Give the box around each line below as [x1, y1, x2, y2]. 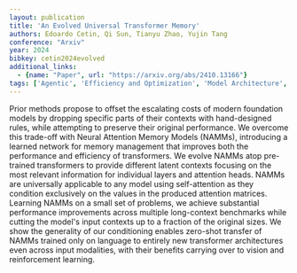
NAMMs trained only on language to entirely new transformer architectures [9, 235, 284, 246]
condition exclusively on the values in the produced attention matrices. [9, 188, 268, 199]
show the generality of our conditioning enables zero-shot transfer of [9, 225, 262, 236]
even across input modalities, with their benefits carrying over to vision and [9, 245, 285, 255]
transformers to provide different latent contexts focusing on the [36, 160, 272, 170]
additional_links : [9, 63, 77, 72]
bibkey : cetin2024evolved [9, 54, 105, 63]
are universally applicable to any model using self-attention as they [9, 178, 254, 189]
